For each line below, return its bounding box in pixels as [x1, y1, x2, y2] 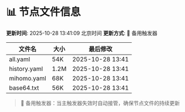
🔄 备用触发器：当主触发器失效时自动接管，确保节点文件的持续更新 [20, 99, 180, 106]
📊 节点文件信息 [6, 5, 81, 19]
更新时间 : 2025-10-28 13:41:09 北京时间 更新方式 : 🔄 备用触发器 [6, 29, 157, 36]
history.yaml [9, 65, 43, 73]
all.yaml [9, 55, 31, 63]
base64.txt [9, 83, 39, 91]
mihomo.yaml [9, 74, 46, 82]
